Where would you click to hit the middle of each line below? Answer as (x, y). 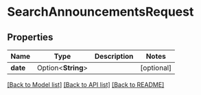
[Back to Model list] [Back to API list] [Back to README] (86, 85)
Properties (30, 37)
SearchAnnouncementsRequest (100, 12)
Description (114, 56)
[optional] (156, 68)
